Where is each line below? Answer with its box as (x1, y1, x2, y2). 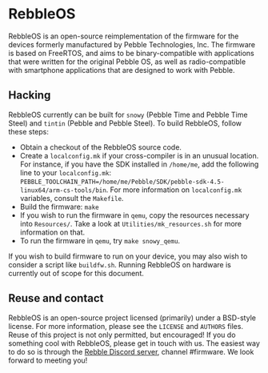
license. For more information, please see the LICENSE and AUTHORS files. (8, 321, 244, 331)
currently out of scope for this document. (8, 268, 144, 278)
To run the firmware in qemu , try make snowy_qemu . (19, 235, 181, 245)
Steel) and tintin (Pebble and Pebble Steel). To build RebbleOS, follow (8, 118, 242, 128)
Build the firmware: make (19, 202, 99, 211)
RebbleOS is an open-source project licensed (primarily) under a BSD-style (8, 313, 256, 323)
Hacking (8, 89, 51, 102)
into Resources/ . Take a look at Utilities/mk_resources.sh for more (19, 219, 242, 228)
